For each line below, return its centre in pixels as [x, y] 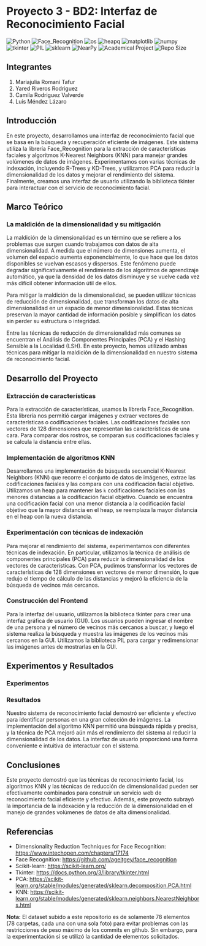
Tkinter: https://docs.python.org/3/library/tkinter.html [82, 872]
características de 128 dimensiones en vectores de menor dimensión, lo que [103, 572]
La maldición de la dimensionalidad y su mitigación [84, 224]
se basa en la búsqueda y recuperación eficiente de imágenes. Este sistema [102, 142]
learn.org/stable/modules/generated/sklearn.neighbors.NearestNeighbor [107, 899]
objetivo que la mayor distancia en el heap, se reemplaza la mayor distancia [102, 510]
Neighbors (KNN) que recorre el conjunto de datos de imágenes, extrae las [101, 478]
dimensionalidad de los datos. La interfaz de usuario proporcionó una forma [102, 739]
